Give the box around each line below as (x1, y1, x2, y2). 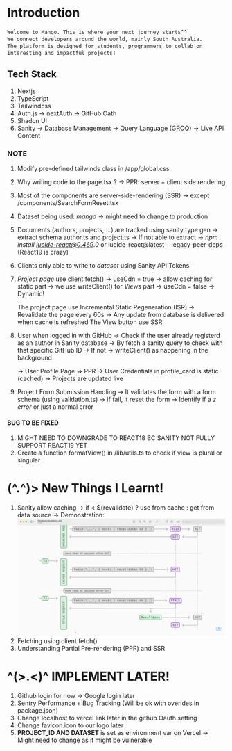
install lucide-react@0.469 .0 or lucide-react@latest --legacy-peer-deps (17, 241, 223, 249)
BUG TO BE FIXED (7, 419, 59, 427)
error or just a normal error (17, 403, 93, 411)
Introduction (7, 5, 80, 21)
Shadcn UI (17, 116, 47, 124)
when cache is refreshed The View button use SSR (17, 318, 163, 326)
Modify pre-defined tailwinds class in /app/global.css (17, 165, 170, 173)
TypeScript (17, 94, 49, 102)
